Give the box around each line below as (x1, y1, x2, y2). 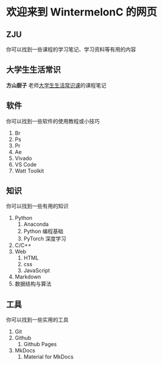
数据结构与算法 (14, 280, 52, 287)
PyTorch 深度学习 (23, 235, 66, 242)
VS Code (14, 161, 37, 168)
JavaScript (23, 267, 50, 274)
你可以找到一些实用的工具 (6, 316, 69, 324)
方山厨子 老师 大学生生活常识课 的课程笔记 (6, 81, 107, 89)
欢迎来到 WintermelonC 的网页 (6, 5, 157, 19)
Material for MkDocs (23, 353, 74, 360)
